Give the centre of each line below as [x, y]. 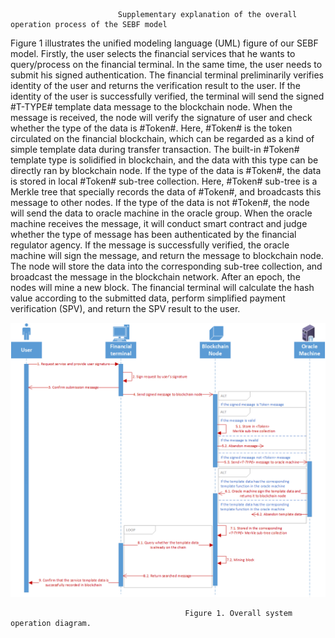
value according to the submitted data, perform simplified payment [148, 298]
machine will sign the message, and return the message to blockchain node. [167, 255]
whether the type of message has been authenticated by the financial [153, 234]
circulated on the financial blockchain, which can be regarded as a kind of [162, 138]
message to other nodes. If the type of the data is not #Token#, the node [160, 202]
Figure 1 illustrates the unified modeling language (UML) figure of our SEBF [164, 43]
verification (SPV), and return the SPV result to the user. [125, 308]
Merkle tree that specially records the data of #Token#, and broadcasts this [166, 192]
